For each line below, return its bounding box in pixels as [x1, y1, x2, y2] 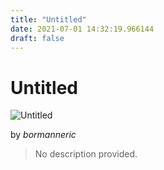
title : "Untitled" [10, 14, 87, 25]
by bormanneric [10, 129, 77, 141]
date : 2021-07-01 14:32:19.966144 [10, 24, 155, 34]
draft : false [10, 33, 65, 43]
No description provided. [34, 148, 138, 160]
